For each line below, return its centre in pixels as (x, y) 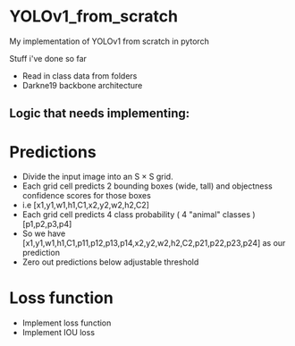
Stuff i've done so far (48, 58)
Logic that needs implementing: (100, 114)
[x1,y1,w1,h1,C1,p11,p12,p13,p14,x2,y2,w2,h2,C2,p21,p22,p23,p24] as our (154, 243)
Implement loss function (67, 323)
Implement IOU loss (59, 333)
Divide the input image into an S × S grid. (97, 177)
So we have (44, 233)
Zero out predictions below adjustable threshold (110, 262)
